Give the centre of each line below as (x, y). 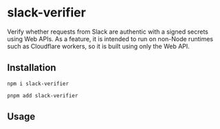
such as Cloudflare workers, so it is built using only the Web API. (99, 46)
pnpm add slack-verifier (43, 95)
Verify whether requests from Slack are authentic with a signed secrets (108, 32)
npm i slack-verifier (38, 84)
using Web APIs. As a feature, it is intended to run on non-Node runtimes (110, 38)
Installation (32, 68)
